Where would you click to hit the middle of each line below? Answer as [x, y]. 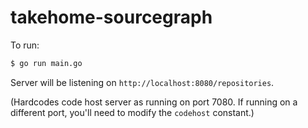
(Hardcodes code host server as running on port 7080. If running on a [154, 102]
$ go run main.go [46, 63]
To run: [25, 45]
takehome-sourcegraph [111, 17]
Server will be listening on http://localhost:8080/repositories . [142, 82]
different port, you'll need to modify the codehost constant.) [132, 112]
